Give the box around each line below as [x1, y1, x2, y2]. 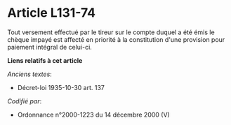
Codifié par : [7, 96, 42, 105]
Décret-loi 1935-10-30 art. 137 [17, 83, 105, 91]
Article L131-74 [7, 5, 96, 21]
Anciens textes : [7, 70, 53, 78]
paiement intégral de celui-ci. [7, 43, 93, 51]
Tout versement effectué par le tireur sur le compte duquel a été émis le [7, 28, 216, 36]
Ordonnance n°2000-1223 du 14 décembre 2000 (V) [17, 110, 170, 119]
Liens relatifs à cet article [7, 56, 83, 64]
